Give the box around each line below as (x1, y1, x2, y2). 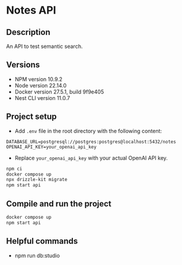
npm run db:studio (14, 252, 60, 259)
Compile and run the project (6, 199, 111, 209)
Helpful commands (6, 236, 78, 246)
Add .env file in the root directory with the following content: (14, 127, 162, 134)
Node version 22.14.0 (14, 82, 67, 89)
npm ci (6, 166, 23, 172)
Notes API (6, 4, 56, 17)
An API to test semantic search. (6, 43, 83, 50)
